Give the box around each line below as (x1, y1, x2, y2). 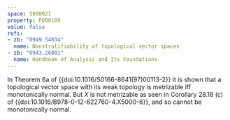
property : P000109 (7, 17, 61, 24)
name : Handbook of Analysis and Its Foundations (13, 56, 158, 63)
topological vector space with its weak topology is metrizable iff (7, 82, 191, 91)
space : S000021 (7, 10, 52, 18)
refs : (7, 29, 23, 37)
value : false (7, 23, 45, 30)
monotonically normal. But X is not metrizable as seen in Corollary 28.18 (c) (7, 90, 224, 98)
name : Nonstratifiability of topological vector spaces (13, 43, 180, 50)
